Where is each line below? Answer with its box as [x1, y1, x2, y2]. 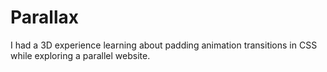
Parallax [10, 6, 79, 29]
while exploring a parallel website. [10, 49, 151, 61]
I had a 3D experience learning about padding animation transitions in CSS [10, 39, 318, 51]
